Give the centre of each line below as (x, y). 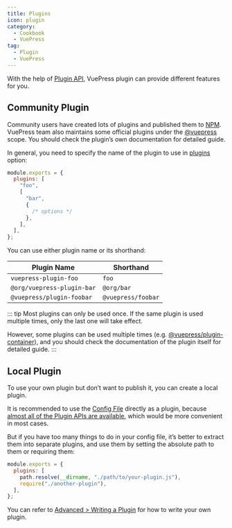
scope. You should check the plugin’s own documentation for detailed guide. (116, 139)
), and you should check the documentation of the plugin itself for (128, 342)
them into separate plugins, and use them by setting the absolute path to (111, 444)
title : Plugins (29, 14)
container (21, 342)
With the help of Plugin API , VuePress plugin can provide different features (114, 78)
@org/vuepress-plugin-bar (53, 288)
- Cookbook (29, 33)
